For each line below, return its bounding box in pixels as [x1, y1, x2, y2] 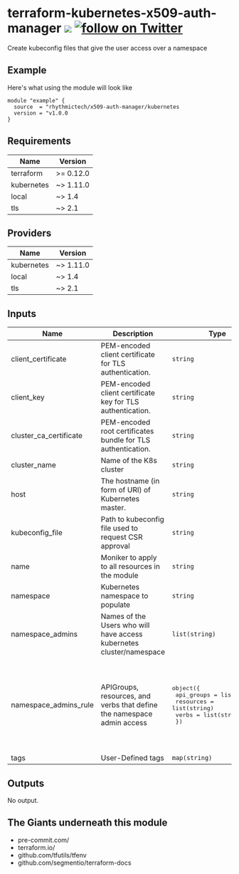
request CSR [100, 532, 143, 542]
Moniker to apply [100, 553, 157, 563]
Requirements [7, 135, 71, 147]
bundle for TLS [100, 435, 151, 445]
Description [112, 329, 154, 339]
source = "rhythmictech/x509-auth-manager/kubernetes [14, 103, 180, 110]
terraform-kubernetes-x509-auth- [7, 5, 217, 21]
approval [100, 541, 130, 551]
